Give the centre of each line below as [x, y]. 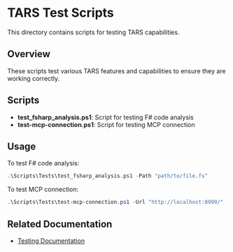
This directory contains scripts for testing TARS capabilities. [93, 32]
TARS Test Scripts [61, 13]
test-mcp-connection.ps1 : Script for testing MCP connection [106, 124]
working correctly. [34, 78]
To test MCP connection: [43, 189]
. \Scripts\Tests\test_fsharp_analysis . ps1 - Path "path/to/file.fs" [108, 176]
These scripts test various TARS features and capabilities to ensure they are [116, 71]
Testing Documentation [51, 240]
